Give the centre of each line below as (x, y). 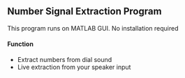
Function (20, 44)
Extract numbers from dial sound (65, 60)
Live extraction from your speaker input (74, 67)
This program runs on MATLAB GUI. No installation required (93, 28)
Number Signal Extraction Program (84, 11)
